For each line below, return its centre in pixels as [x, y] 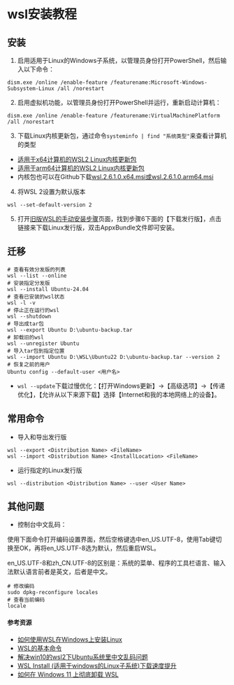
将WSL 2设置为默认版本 [51, 192]
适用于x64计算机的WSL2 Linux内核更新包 [77, 159]
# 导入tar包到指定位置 [36, 351]
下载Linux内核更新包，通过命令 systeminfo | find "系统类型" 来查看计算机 [122, 136]
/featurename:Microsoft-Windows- [159, 83]
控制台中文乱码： [42, 525]
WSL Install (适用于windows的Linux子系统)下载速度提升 [97, 665]
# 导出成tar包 [25, 324]
